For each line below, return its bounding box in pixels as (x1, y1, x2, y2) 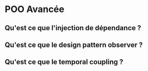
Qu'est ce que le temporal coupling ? (5, 58, 124, 66)
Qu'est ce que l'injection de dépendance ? (5, 24, 141, 32)
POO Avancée (5, 4, 65, 15)
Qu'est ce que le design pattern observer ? (5, 40, 143, 49)
